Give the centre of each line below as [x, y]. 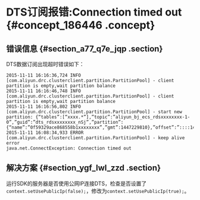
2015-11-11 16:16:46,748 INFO [44, 91]
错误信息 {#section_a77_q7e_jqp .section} [85, 49]
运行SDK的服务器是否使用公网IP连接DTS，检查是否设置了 [76, 183]
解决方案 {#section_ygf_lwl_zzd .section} [84, 168]
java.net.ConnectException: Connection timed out [69, 148]
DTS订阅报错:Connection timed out [94, 12]
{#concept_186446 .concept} [81, 25]
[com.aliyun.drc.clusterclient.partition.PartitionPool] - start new [94, 112]
